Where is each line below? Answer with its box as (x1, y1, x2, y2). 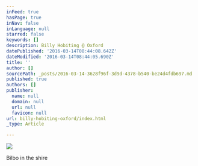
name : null (11, 93, 39, 99)
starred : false (6, 31, 45, 37)
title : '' (6, 59, 31, 65)
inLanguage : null (6, 25, 50, 32)
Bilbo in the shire (6, 155, 48, 162)
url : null (11, 104, 36, 110)
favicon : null (11, 110, 47, 116)
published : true (6, 76, 47, 82)
